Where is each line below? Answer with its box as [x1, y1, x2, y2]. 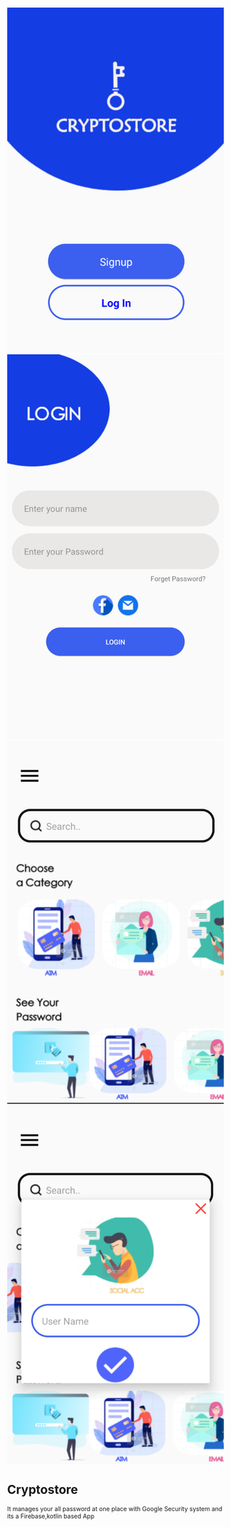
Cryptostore [7, 1482, 78, 1497]
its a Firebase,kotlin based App [7, 1512, 95, 1520]
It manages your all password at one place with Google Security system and [7, 1504, 223, 1513]
